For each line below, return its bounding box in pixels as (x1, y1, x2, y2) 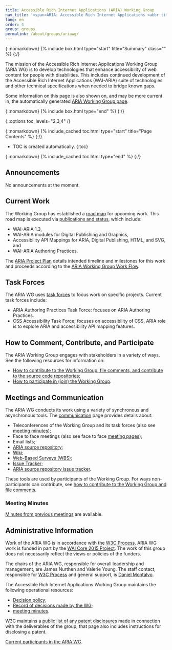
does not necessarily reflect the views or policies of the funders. (5, 551, 142, 557)
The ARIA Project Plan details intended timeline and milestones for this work (5, 257, 165, 264)
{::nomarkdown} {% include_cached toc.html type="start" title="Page (5, 128, 152, 134)
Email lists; (12, 439, 36, 445)
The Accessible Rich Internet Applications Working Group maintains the (5, 582, 156, 588)
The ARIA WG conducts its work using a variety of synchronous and (5, 407, 149, 413)
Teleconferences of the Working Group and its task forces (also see (12, 422, 156, 429)
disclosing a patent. (5, 629, 47, 635)
